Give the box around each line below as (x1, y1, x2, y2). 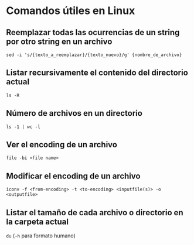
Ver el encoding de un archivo (6, 140, 117, 150)
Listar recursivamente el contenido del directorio (6, 68, 189, 78)
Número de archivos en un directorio (6, 108, 142, 118)
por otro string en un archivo (6, 36, 113, 46)
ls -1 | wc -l (6, 124, 41, 130)
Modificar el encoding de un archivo (6, 171, 141, 181)
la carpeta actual (6, 216, 69, 226)
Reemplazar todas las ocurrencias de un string (6, 27, 180, 37)
